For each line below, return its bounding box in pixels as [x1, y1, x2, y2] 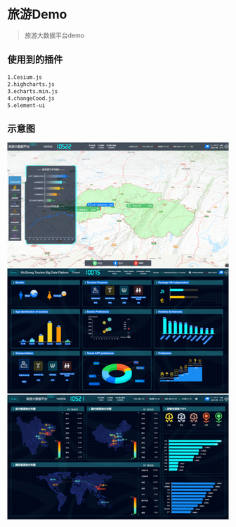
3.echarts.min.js [7, 87, 58, 95]
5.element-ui [7, 101, 46, 109]
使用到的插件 [7, 54, 63, 66]
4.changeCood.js [7, 94, 55, 102]
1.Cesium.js [7, 73, 42, 81]
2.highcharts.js [7, 80, 55, 88]
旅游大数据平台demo [24, 31, 85, 39]
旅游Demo [7, 6, 67, 23]
